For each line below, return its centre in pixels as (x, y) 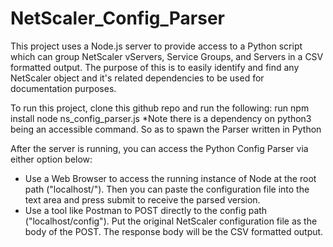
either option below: (51, 159)
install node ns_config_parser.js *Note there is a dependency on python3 (161, 118)
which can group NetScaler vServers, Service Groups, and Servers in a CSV (167, 56)
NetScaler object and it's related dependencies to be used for (137, 78)
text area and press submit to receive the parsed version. (142, 199)
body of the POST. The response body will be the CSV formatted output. (174, 231)
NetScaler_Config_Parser (117, 18)
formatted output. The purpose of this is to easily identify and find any (155, 67)
